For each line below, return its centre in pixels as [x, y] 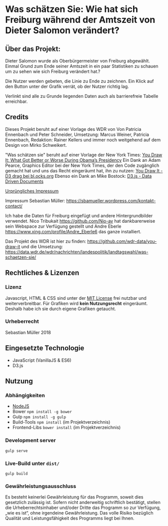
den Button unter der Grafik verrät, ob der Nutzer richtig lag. [67, 86]
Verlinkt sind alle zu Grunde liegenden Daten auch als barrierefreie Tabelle [82, 96]
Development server [30, 441]
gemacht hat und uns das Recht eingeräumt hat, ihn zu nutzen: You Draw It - [84, 170]
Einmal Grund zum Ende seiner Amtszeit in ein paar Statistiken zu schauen [82, 66]
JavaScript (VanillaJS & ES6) [42, 360]
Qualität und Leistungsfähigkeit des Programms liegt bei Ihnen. [70, 519]
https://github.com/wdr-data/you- [122, 241]
